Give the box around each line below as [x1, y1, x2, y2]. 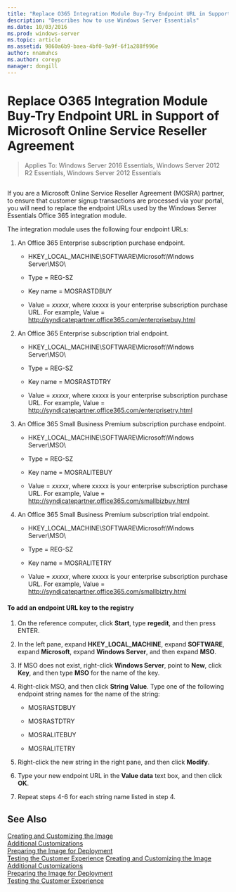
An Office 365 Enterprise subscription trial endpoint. [17, 329, 169, 338]
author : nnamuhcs [7, 50, 58, 57]
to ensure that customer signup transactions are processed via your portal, [7, 196, 224, 205]
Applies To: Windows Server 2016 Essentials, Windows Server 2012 [24, 161, 220, 170]
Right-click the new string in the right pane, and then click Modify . [17, 758, 210, 767]
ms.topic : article [7, 37, 61, 44]
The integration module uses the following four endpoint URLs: [7, 224, 189, 233]
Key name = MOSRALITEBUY [27, 468, 113, 476]
